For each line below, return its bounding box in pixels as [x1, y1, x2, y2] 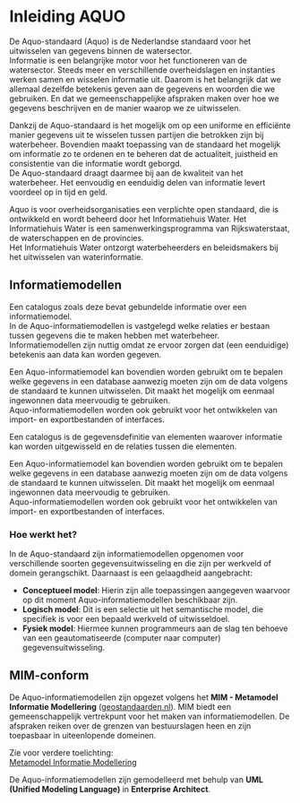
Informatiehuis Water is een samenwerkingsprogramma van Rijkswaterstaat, [9, 222, 290, 234]
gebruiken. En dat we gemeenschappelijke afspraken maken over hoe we [9, 92, 279, 104]
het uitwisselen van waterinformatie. [9, 251, 143, 262]
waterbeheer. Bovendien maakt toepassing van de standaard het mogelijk [9, 139, 281, 150]
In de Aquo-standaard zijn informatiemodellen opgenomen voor [9, 548, 244, 559]
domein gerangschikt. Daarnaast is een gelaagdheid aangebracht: [9, 567, 253, 579]
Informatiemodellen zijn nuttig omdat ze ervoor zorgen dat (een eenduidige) [9, 339, 289, 350]
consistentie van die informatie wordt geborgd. [9, 158, 183, 168]
